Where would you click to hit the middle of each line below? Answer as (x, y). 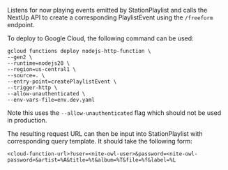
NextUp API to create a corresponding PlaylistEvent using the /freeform (110, 17)
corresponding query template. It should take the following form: (100, 141)
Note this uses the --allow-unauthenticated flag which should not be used (114, 113)
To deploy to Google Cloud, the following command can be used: (100, 38)
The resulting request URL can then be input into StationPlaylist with (105, 134)
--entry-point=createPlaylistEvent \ (62, 82)
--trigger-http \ (32, 88)
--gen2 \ (20, 57)
